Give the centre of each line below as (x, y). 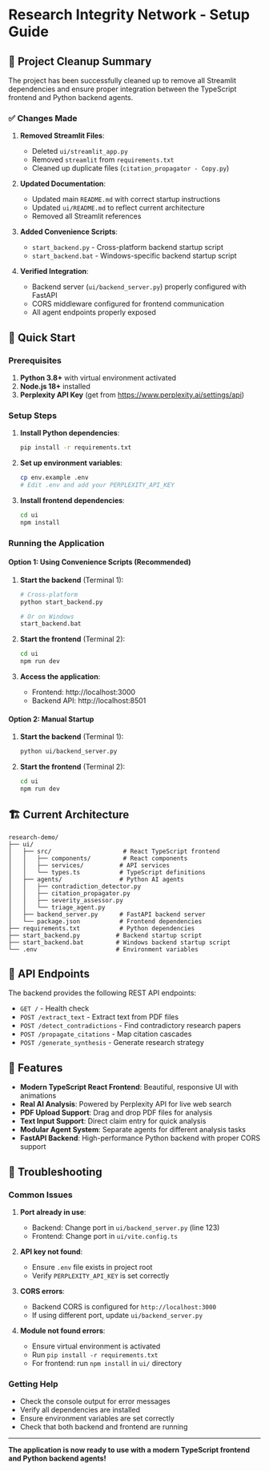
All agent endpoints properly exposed (94, 312)
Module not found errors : (62, 1330)
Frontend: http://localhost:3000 (84, 692)
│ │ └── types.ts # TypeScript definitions (107, 872)
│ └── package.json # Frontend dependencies (105, 921)
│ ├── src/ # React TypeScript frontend (114, 851)
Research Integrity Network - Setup (129, 15)
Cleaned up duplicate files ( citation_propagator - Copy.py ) (130, 168)
